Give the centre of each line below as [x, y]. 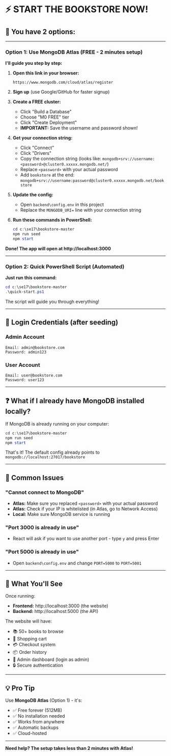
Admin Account [25, 337]
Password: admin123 [26, 352]
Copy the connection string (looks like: [61, 159]
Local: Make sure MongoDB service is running [61, 514]
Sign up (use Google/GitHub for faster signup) [61, 92]
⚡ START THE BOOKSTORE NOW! [77, 9]
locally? [18, 411]
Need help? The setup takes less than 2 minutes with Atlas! [69, 748]
